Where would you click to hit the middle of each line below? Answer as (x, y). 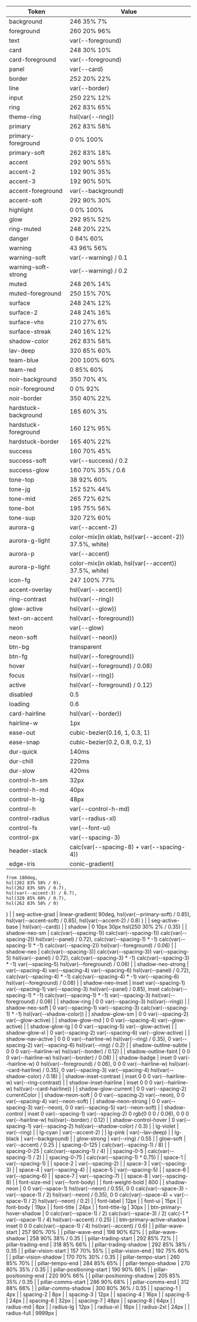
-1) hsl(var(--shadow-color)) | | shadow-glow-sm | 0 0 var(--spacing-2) (102, 1014)
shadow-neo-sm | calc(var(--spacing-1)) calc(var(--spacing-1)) (83, 933)
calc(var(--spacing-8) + (104, 847)
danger (19, 238)
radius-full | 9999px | (32, 1313)
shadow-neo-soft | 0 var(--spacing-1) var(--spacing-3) (73, 1008)
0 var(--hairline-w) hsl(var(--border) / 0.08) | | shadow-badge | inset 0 (91, 1057)
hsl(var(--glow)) (93, 609)
